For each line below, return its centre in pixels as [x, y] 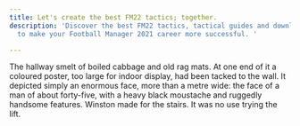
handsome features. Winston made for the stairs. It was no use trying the [144, 105]
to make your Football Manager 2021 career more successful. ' [137, 34]
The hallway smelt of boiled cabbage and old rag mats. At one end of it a [143, 67]
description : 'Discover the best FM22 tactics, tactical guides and [139, 26]
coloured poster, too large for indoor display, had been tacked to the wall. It [148, 76]
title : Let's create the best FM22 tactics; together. [113, 17]
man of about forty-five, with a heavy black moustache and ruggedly [136, 95]
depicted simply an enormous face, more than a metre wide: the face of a [144, 86]
